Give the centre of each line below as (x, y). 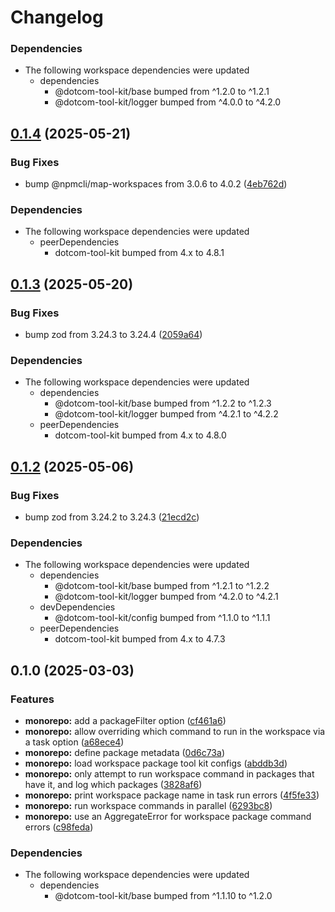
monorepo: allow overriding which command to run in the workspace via (175, 732)
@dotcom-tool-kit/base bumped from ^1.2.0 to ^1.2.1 (162, 92)
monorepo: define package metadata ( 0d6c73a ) (124, 753)
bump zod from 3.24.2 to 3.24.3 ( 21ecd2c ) (112, 517)
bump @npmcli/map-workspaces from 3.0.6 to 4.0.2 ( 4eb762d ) (156, 184)
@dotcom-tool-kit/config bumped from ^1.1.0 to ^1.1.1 (162, 618)
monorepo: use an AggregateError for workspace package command (168, 817)
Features (32, 699)
